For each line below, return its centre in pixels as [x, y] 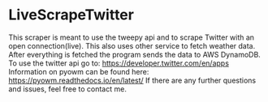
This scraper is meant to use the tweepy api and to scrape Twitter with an [131, 37]
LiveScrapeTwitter [71, 15]
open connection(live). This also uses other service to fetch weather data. [132, 45]
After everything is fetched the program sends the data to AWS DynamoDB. [135, 54]
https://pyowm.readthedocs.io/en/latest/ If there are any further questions [132, 80]
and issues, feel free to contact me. [68, 89]
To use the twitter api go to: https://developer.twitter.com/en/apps [119, 63]
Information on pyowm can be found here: [79, 71]
